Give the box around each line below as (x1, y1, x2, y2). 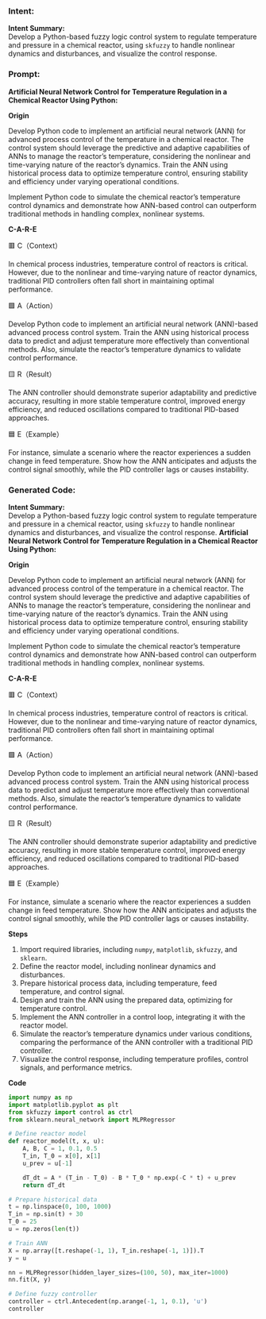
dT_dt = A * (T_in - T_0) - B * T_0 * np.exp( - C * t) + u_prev (22, 1174, 237, 1182)
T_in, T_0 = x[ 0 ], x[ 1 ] (22, 1152, 102, 1160)
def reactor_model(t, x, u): (8, 1137, 105, 1145)
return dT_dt (22, 1181, 66, 1189)
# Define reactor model (8, 1130, 87, 1138)
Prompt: (8, 69, 40, 80)
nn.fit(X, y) (8, 1276, 52, 1284)
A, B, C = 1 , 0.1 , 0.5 (22, 1145, 98, 1153)
